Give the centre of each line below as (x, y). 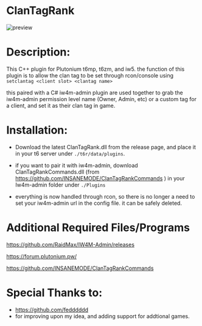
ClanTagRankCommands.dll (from (57, 172)
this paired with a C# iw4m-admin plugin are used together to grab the (95, 93)
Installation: (37, 130)
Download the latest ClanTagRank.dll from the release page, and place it (105, 147)
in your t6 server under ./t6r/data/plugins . (70, 154)
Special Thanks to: (54, 292)
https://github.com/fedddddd (52, 310)
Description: (38, 52)
